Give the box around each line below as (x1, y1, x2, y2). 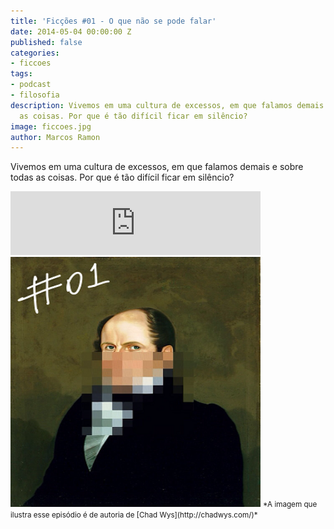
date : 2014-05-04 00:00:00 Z (10, 26, 132, 37)
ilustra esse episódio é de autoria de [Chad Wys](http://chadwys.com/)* (10, 510, 258, 520)
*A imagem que (262, 500, 318, 510)
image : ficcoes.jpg (10, 121, 92, 132)
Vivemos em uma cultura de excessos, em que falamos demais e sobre (10, 161, 304, 173)
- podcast (10, 80, 52, 90)
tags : (10, 69, 33, 79)
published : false (10, 37, 83, 47)
